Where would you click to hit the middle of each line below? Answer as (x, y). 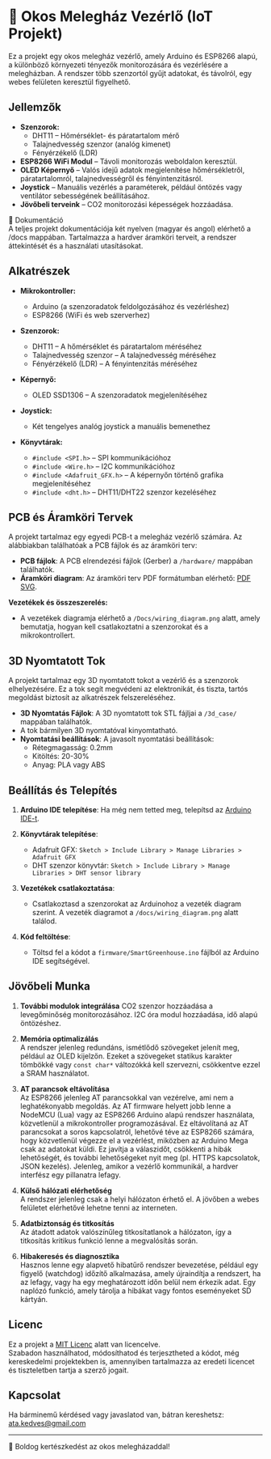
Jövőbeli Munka (50, 986)
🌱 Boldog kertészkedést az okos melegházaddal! (90, 1447)
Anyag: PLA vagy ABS (69, 765)
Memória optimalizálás (59, 1038)
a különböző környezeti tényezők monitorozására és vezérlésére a (118, 65)
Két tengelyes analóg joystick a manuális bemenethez (121, 426)
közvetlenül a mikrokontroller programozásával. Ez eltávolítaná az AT (134, 1123)
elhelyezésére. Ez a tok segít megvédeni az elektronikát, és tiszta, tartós (128, 689)
